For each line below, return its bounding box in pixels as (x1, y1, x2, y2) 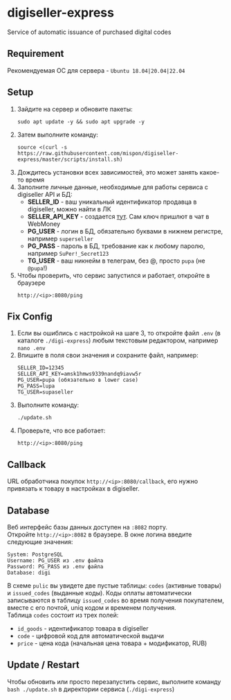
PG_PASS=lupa (17, 383, 55, 390)
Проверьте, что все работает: (17, 426, 106, 435)
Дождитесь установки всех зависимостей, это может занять (17, 168, 198, 176)
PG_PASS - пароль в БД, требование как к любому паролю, (27, 241, 205, 250)
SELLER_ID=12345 (17, 365, 64, 371)
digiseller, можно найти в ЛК (27, 204, 112, 213)
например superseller (27, 234, 93, 243)
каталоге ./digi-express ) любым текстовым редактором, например (17, 336, 219, 344)
